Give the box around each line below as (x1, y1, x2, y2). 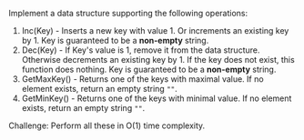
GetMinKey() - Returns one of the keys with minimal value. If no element (21, 93, 292, 104)
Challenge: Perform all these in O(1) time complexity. (8, 120, 206, 131)
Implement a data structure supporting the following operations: (8, 8, 248, 18)
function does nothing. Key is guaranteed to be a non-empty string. (21, 64, 277, 75)
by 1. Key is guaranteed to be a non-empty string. (21, 35, 209, 45)
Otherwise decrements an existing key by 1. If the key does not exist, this (21, 55, 295, 65)
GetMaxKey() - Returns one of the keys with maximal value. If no (21, 74, 265, 85)
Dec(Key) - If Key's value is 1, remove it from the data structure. (21, 45, 260, 55)
